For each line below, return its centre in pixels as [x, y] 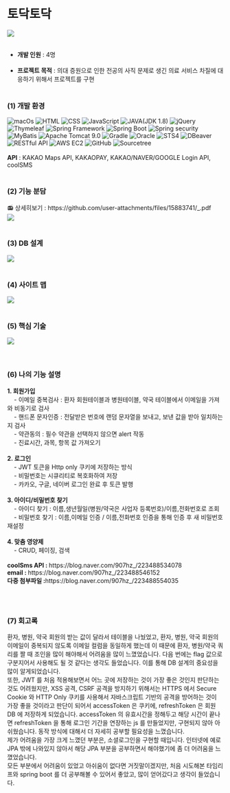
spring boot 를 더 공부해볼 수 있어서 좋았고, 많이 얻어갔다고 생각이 [108, 774]
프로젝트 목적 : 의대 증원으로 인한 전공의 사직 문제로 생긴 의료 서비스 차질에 [116, 70]
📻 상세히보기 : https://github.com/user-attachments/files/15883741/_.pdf [109, 207]
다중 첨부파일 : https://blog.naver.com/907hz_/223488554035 [93, 580]
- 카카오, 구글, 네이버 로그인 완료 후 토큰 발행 [73, 484]
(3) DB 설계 [25, 243]
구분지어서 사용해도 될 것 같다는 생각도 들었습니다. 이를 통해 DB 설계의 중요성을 [113, 663]
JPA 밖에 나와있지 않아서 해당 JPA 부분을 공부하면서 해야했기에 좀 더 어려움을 [111, 748]
